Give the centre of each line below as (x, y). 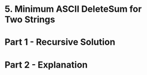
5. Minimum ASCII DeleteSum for (73, 9)
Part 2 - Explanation (46, 65)
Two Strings (30, 19)
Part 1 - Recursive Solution (60, 42)
